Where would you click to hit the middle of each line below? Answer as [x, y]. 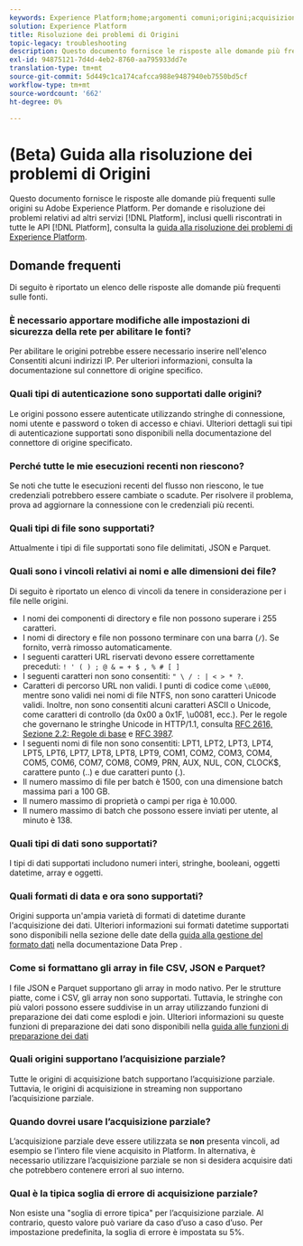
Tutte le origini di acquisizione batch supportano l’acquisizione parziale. [142, 1079]
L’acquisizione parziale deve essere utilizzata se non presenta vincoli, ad [145, 1141]
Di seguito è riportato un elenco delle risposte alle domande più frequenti [145, 288]
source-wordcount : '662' [56, 93]
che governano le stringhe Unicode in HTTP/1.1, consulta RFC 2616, [147, 723]
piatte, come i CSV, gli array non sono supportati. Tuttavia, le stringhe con [146, 997]
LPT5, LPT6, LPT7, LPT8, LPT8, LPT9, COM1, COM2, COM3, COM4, [147, 752]
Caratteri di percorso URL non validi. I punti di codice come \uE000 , [147, 685]
